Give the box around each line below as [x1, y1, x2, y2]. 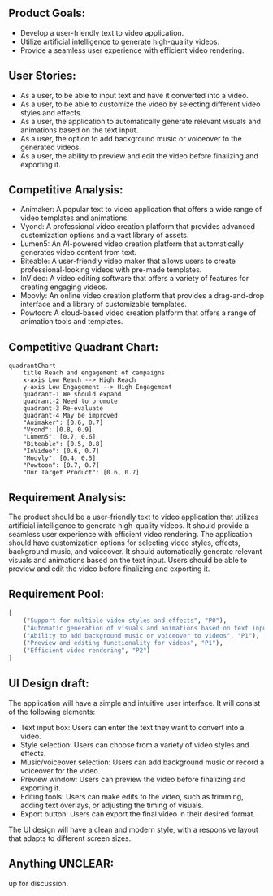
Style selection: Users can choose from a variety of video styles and [19, 739, 249, 750]
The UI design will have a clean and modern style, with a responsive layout [8, 825, 258, 834]
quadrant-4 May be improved [23, 412, 118, 420]
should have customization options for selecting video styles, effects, [8, 538, 241, 548]
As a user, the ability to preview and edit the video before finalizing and [19, 150, 258, 161]
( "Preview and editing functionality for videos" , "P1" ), [23, 639, 223, 647]
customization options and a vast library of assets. [19, 231, 189, 240]
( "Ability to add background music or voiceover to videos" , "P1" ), [23, 631, 260, 640]
